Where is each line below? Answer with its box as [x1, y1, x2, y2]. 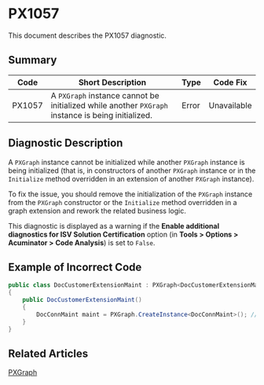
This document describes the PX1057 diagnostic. [8, 31, 167, 40]
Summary [8, 53, 57, 67]
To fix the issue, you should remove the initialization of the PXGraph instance [8, 189, 253, 199]
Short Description [78, 76, 147, 87]
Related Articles [8, 346, 89, 360]
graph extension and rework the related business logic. [8, 206, 186, 215]
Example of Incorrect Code [8, 260, 142, 273]
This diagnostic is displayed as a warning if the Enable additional [8, 221, 220, 230]
